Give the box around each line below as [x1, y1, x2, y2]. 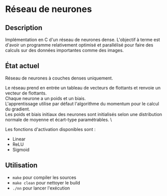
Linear [12, 136, 26, 142]
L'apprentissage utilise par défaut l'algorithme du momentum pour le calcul [5, 100, 160, 106]
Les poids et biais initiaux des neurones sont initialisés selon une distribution [5, 111, 163, 117]
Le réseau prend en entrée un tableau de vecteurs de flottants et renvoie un [5, 84, 161, 90]
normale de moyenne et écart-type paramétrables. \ [5, 116, 112, 122]
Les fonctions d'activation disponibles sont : [5, 126, 96, 132]
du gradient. [5, 106, 30, 112]
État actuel [5, 61, 39, 70]
